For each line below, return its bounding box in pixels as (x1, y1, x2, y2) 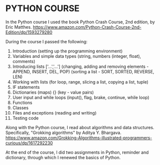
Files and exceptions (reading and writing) (12, 110, 97, 115)
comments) (12, 58, 36, 64)
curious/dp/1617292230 (5, 140, 53, 146)
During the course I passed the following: (5, 38, 87, 44)
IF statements (12, 84, 40, 90)
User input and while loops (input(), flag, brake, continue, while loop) (12, 94, 149, 100)
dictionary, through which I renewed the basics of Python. (5, 154, 121, 160)
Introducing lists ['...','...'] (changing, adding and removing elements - (12, 64, 149, 69)
